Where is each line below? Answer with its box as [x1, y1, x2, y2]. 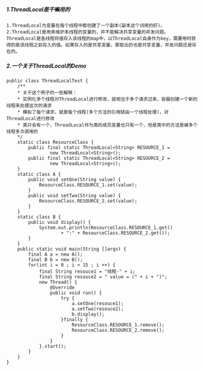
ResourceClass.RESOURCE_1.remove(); [71, 322, 165, 328]
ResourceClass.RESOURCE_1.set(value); [38, 182, 138, 188]
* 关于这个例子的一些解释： [17, 89, 77, 96]
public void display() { [28, 219, 91, 225]
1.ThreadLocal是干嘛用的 [6, 5, 70, 13]
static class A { [17, 171, 62, 177]
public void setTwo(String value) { [28, 192, 121, 198]
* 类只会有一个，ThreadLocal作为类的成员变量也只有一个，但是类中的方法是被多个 [17, 122, 198, 128]
